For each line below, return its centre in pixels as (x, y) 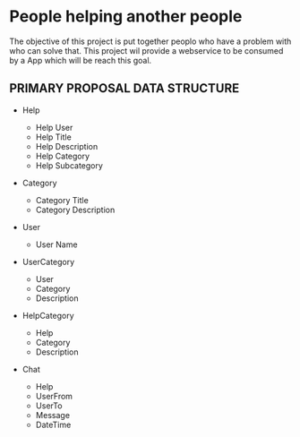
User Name (56, 244)
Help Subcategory (69, 165)
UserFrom (54, 396)
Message (52, 415)
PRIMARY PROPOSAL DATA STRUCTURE (124, 88)
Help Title (53, 137)
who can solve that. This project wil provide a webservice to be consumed (146, 50)
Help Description (67, 146)
